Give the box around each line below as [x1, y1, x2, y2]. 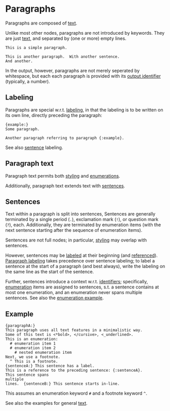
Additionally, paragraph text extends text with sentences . [5, 182, 125, 189]
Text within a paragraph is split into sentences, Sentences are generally [5, 211, 156, 217]
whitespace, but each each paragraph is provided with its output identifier [5, 72, 161, 79]
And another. [5, 58, 33, 64]
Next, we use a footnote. [5, 354, 60, 360]
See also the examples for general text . [5, 400, 88, 406]
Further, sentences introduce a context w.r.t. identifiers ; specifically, [5, 279, 148, 285]
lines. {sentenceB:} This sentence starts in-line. [5, 381, 120, 386]
